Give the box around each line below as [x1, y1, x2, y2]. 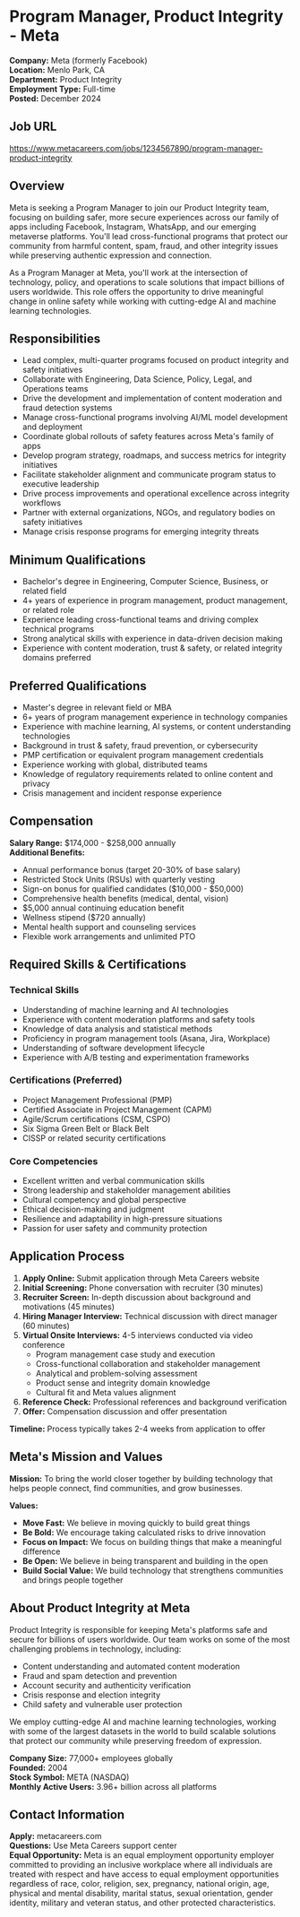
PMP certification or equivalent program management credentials [21, 750, 264, 760]
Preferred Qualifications [9, 678, 148, 694]
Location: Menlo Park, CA [9, 65, 106, 75]
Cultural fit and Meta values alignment [35, 1386, 176, 1397]
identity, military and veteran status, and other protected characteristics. [9, 1897, 276, 1908]
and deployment [21, 421, 83, 432]
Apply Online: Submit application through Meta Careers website [21, 1273, 260, 1283]
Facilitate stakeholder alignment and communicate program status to [21, 469, 276, 480]
